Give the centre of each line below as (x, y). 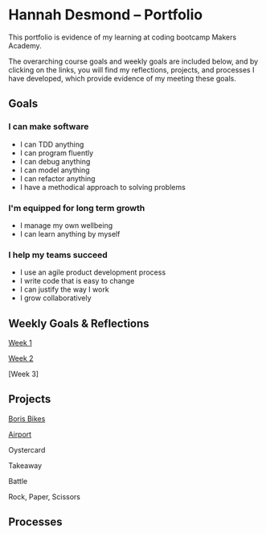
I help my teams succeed (58, 255)
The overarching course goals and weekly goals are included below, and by (133, 61)
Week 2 (21, 358)
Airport (20, 434)
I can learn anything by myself (70, 234)
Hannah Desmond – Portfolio (106, 15)
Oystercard (27, 449)
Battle (18, 481)
